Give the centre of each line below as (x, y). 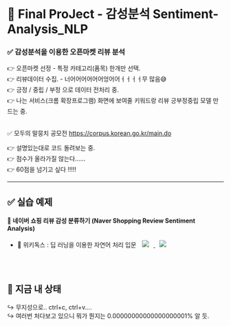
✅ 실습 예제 (30, 202)
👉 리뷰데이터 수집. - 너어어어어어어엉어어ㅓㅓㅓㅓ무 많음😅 (87, 79)
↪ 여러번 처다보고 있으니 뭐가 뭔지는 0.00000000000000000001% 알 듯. (108, 316)
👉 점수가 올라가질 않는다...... (46, 159)
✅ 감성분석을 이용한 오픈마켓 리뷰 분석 (66, 52)
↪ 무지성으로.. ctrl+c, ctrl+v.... (50, 307)
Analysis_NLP (47, 29)
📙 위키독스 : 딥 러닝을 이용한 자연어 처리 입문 (77, 245)
